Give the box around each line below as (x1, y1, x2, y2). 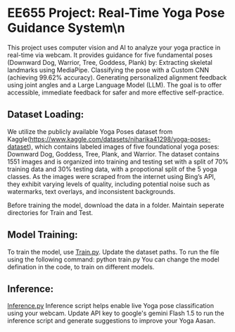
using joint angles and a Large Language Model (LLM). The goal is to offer (7, 80, 222, 89)
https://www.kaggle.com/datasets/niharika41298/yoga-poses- (30, 135, 211, 143)
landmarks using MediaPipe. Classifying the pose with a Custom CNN (7, 66, 210, 74)
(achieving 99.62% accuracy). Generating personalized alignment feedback (7, 73, 227, 82)
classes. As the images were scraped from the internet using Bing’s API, (7, 172, 216, 180)
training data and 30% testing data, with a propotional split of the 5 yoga (7, 164, 217, 173)
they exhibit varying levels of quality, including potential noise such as (7, 180, 210, 188)
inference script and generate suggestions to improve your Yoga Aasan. (7, 316, 216, 325)
